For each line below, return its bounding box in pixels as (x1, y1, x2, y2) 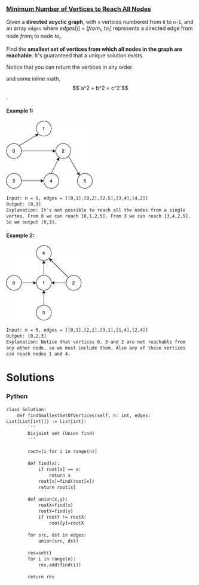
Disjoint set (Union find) (27, 430, 95, 436)
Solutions (6, 371, 55, 384)
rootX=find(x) (38, 502, 74, 508)
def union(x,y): (27, 496, 68, 502)
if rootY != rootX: (38, 514, 87, 520)
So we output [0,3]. (6, 219, 58, 225)
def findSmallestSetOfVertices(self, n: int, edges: (17, 412, 151, 418)
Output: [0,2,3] (6, 333, 47, 339)
